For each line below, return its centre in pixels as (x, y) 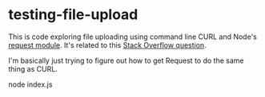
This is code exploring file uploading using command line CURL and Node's (133, 37)
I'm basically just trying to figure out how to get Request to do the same (126, 60)
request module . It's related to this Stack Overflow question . (107, 45)
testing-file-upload (73, 15)
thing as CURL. (33, 68)
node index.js (30, 84)
